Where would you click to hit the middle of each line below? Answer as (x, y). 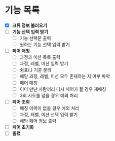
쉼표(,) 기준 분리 (35, 70)
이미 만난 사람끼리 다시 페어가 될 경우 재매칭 (63, 89)
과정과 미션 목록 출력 (40, 57)
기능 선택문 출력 (35, 38)
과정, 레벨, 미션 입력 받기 (44, 63)
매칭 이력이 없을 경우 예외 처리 (49, 108)
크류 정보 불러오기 (30, 25)
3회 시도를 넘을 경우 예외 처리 (49, 95)
